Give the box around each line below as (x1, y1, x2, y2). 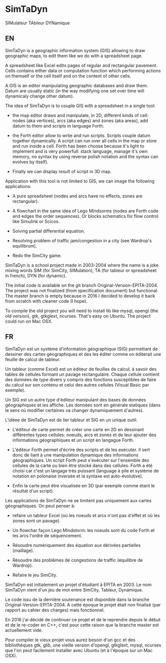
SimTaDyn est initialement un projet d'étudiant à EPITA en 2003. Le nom (5, 582, 152, 588)
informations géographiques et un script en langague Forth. (12, 437, 134, 443)
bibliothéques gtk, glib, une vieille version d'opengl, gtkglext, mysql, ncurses (5, 642, 162, 648)
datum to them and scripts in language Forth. (12, 123, 105, 129)
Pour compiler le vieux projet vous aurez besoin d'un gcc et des (5, 637, 136, 643)
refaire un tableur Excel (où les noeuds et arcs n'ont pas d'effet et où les (12, 512, 160, 518)
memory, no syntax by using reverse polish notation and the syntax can (12, 153, 159, 159)
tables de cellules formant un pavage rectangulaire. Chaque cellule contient (5, 371, 160, 377)
